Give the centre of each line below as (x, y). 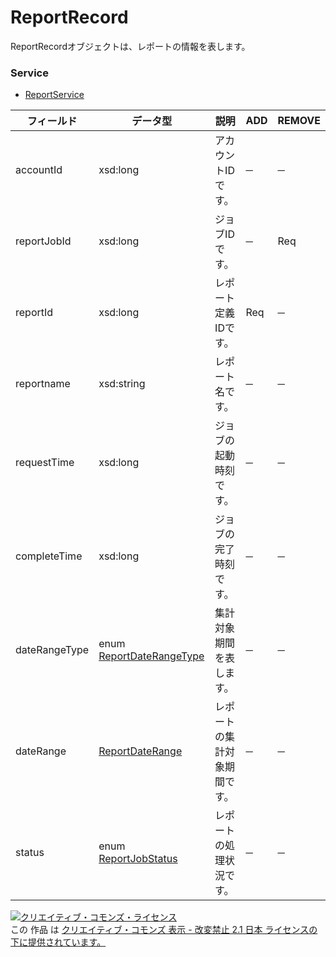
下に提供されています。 (58, 942)
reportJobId (43, 241)
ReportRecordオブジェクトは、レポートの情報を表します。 (130, 46)
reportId (34, 313)
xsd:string (122, 384)
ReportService (54, 95)
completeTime (49, 556)
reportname (43, 384)
